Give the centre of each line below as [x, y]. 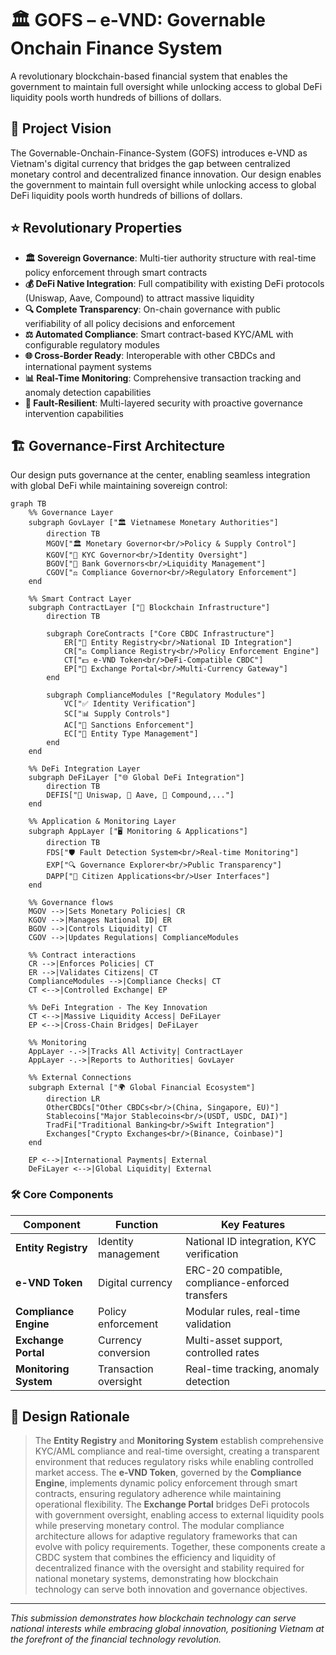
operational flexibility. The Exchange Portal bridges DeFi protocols [172, 1504]
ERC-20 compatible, [234, 1270]
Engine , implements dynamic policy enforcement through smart [166, 1483]
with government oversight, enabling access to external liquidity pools [179, 1515]
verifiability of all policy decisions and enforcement [130, 323]
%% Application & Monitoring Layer [102, 822]
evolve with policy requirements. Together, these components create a [180, 1547]
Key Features [253, 1224]
